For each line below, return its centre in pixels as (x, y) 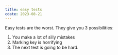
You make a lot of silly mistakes (43, 37)
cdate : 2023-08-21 (24, 14)
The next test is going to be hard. (45, 47)
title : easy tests (24, 9)
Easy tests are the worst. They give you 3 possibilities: (59, 27)
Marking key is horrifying (37, 42)
